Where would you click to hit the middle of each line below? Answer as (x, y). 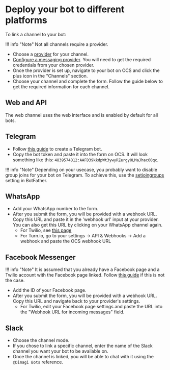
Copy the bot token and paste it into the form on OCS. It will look (80, 154)
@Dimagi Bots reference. (38, 362)
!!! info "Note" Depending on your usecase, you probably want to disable (81, 169)
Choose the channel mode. (41, 340)
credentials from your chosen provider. (53, 65)
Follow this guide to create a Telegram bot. (58, 149)
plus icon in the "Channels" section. (50, 76)
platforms (26, 20)
